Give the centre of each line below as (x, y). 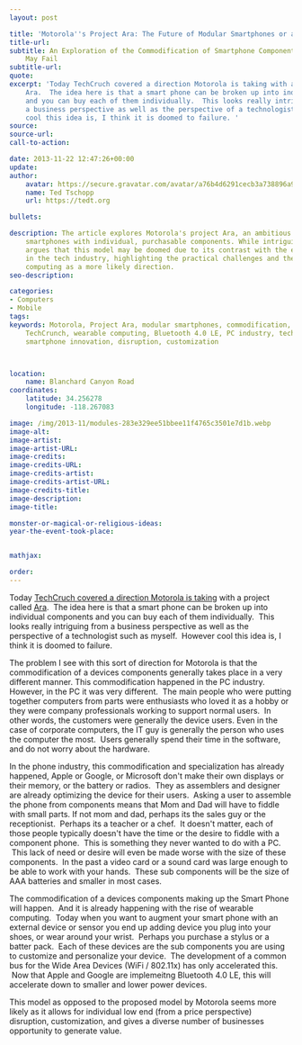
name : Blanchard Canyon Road (80, 382)
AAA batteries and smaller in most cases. (85, 881)
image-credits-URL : (46, 465)
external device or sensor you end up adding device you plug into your (140, 927)
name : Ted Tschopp (60, 193)
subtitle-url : (36, 68)
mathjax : (26, 556)
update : (24, 167)
